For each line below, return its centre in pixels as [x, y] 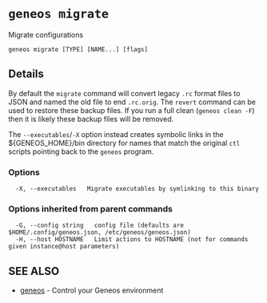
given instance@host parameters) [64, 247]
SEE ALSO [34, 271]
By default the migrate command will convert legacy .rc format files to [124, 93]
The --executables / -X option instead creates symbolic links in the [116, 134]
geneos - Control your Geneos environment [92, 290]
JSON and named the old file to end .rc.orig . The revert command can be [132, 102]
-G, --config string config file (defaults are [100, 226]
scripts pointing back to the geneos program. [81, 151]
